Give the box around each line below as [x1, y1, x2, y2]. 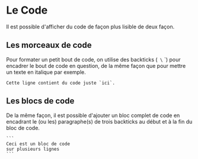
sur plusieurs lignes [6, 146, 60, 152]
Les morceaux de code [6, 40, 92, 50]
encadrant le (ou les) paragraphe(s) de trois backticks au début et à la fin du [6, 118, 193, 125]
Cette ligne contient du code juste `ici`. [6, 80, 116, 86]
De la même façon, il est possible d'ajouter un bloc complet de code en [6, 112, 180, 119]
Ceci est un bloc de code [6, 141, 70, 147]
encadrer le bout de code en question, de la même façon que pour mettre [6, 62, 186, 69]
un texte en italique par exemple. [6, 69, 86, 76]
